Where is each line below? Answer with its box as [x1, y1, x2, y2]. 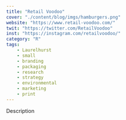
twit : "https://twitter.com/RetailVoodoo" [6, 25, 113, 31]
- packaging [17, 63, 46, 70]
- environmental [17, 80, 58, 86]
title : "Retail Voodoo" [6, 8, 65, 15]
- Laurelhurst [17, 47, 52, 53]
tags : [6, 42, 20, 48]
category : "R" [6, 36, 42, 42]
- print [17, 91, 36, 97]
